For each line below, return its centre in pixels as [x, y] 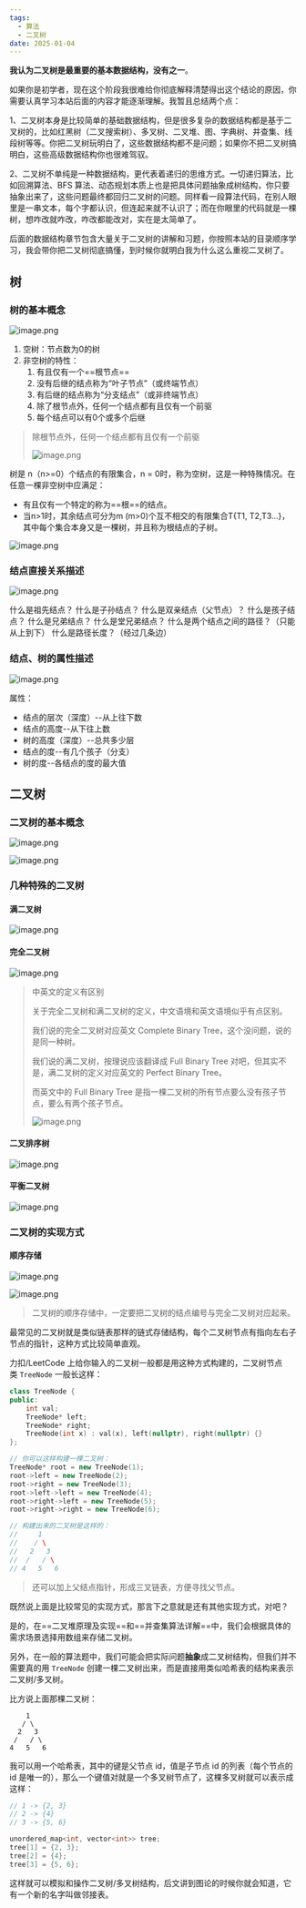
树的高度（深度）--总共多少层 [78, 740]
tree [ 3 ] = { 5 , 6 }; [44, 1864]
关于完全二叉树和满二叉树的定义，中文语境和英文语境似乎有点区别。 [159, 1011]
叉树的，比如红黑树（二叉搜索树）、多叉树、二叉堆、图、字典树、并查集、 [147, 132]
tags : [20, 18]
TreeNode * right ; [59, 1425]
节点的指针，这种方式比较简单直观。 [77, 1343]
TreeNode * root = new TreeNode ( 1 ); [77, 1467]
